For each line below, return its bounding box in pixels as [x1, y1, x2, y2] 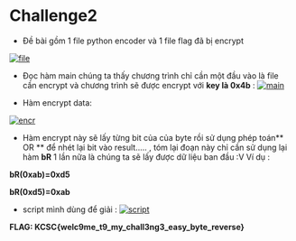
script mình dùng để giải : [22, 204, 117, 215]
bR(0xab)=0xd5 [9, 169, 70, 180]
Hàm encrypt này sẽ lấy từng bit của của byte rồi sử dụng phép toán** [22, 132, 284, 143]
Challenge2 [9, 5, 97, 26]
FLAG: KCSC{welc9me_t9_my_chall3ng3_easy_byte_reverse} [9, 221, 245, 232]
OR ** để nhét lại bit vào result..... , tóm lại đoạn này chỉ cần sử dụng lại [22, 142, 288, 153]
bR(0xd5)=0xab [9, 186, 70, 197]
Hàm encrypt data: [22, 97, 93, 108]
